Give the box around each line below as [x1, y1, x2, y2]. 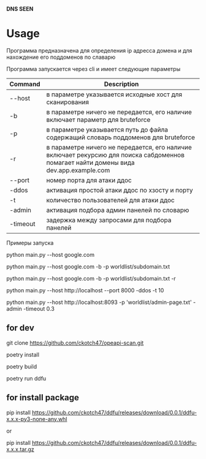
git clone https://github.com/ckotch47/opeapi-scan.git [6, 339, 144, 346]
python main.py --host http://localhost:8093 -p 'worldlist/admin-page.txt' [6, 298, 192, 306]
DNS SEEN [6, 6, 34, 12]
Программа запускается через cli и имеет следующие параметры [6, 65, 181, 72]
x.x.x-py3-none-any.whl [6, 415, 67, 422]
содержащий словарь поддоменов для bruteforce [46, 133, 195, 142]
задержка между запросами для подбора [46, 216, 172, 224]
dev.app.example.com [46, 165, 110, 174]
